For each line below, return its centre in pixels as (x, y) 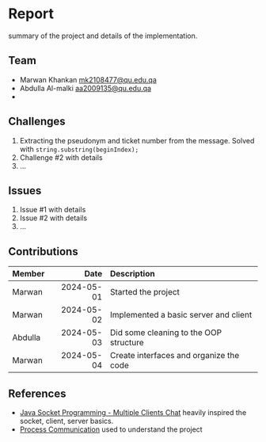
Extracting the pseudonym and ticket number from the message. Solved (137, 140)
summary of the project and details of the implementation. (103, 36)
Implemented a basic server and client (181, 315)
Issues (25, 191)
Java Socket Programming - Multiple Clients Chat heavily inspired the (133, 412)
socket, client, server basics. (66, 421)
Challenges (37, 122)
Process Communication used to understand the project (111, 429)
